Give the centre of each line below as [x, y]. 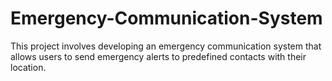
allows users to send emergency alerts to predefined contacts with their [158, 56]
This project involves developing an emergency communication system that [166, 46]
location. [28, 67]
